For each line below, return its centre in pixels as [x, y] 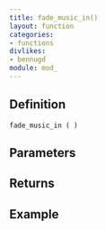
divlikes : [28, 51]
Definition [37, 105]
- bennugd [28, 60]
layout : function [42, 26]
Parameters [43, 153]
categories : [31, 34]
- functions [31, 43]
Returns [32, 184]
